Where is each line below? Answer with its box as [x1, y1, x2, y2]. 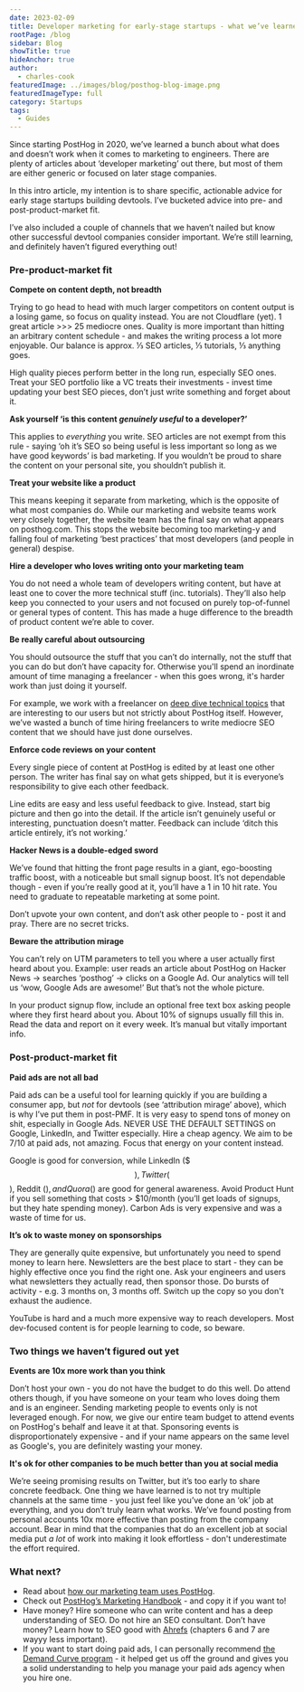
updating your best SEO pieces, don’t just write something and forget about [9, 386, 291, 398]
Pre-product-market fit [9, 264, 113, 277]
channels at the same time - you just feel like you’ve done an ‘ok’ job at [9, 1495, 274, 1506]
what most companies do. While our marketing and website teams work [9, 505, 277, 515]
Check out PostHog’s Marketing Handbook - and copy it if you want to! [22, 1595, 287, 1606]
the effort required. [9, 1543, 81, 1554]
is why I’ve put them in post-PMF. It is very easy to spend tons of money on [9, 1109, 291, 1120]
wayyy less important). [22, 1634, 109, 1645]
